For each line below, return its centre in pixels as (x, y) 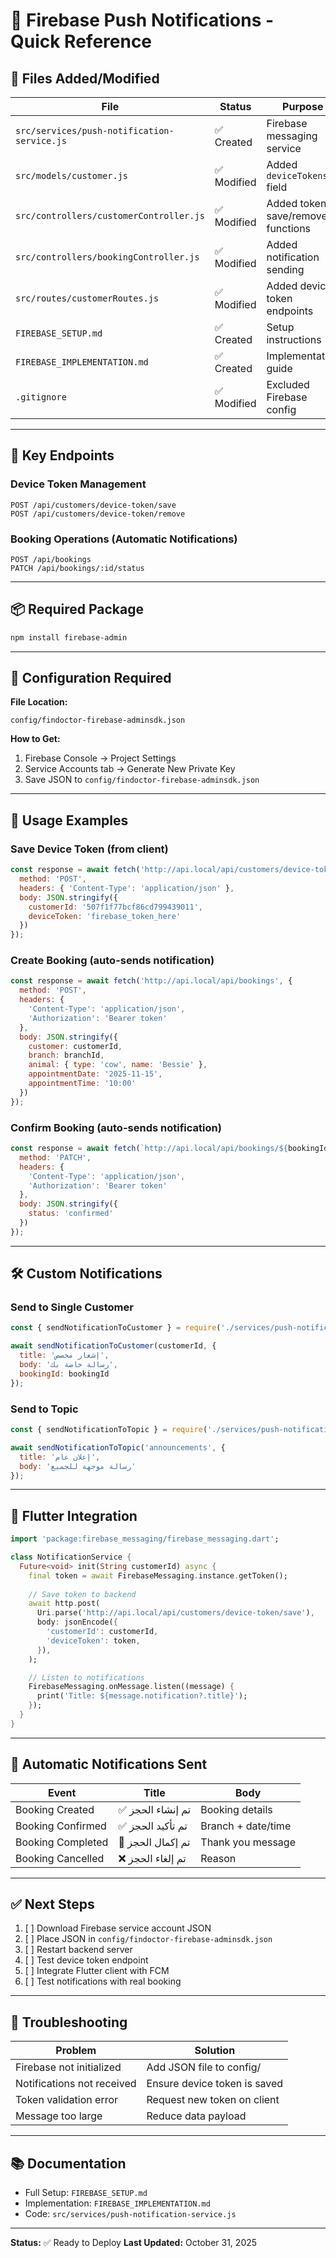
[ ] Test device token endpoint (86, 1960)
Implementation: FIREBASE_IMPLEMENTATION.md (117, 2203)
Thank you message (248, 1842)
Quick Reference (81, 41)
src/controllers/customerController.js (110, 215)
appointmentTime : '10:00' (82, 1084)
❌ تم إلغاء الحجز (152, 1858)
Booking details (236, 1809)
